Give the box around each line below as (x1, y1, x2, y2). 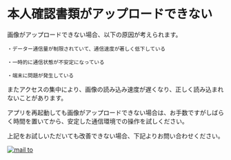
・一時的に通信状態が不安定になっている (7, 59, 105, 66)
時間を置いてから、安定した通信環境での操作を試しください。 (12, 117, 188, 125)
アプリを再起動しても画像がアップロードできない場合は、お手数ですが (7, 108, 206, 117)
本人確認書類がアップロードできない (7, 6, 213, 22)
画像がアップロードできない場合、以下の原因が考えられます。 (7, 30, 182, 39)
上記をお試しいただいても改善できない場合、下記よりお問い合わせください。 (7, 132, 224, 140)
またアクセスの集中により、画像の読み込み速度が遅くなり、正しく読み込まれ (7, 85, 224, 93)
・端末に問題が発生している (7, 72, 74, 79)
